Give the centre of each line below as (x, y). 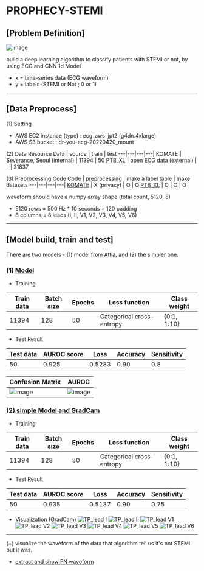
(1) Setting (19, 124)
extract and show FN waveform (54, 562)
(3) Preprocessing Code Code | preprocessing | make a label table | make (98, 178)
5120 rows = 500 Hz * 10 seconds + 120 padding (76, 208)
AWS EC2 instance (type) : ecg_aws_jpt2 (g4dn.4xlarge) (86, 135)
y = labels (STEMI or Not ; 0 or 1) (56, 84)
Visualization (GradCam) (46, 520)
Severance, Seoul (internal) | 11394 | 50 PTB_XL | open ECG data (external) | (102, 160)
